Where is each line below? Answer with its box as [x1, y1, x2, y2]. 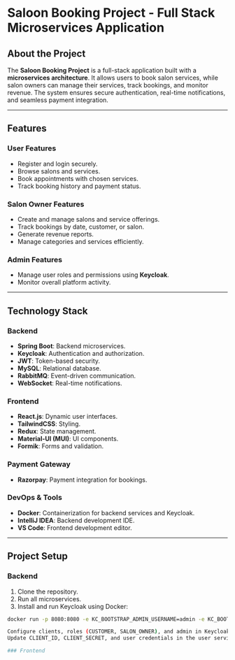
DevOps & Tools [7, 493, 63, 503]
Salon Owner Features [7, 199, 85, 209]
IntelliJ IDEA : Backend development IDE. [17, 516, 135, 524]
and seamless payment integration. [7, 96, 108, 104]
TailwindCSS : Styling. [17, 419, 81, 428]
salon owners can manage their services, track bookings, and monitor [7, 81, 208, 89]
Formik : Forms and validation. [17, 442, 104, 450]
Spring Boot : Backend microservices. [17, 341, 126, 350]
